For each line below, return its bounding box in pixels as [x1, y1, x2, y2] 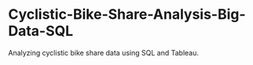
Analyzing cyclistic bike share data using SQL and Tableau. [8, 48, 199, 57]
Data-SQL [8, 22, 74, 40]
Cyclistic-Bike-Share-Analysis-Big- [8, 5, 246, 23]
